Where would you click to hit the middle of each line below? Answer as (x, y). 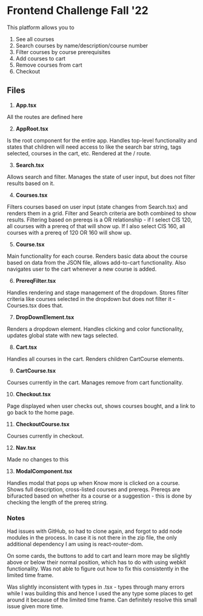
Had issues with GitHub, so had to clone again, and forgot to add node (95, 531)
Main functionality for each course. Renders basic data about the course (97, 256)
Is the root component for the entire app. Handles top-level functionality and (102, 140)
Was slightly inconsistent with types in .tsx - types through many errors (96, 587)
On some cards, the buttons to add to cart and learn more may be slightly (98, 556)
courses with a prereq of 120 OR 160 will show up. (69, 232)
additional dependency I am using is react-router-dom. (75, 544)
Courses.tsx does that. (35, 305)
